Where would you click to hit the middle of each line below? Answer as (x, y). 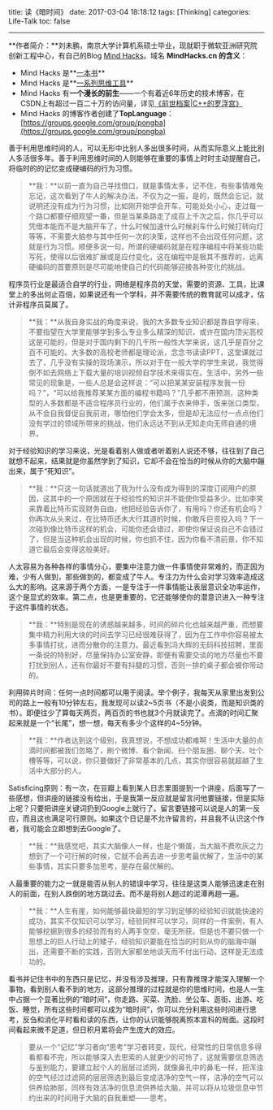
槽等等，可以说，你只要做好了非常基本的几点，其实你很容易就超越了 (142, 761)
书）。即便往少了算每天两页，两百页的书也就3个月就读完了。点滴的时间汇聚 (133, 713)
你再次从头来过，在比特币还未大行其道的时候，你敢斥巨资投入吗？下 (142, 519)
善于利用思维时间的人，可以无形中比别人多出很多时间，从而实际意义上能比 (133, 148)
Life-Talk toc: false (39, 21)
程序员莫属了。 (48, 304)
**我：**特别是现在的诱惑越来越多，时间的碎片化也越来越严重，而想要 (146, 624)
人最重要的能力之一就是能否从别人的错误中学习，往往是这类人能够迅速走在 (133, 883)
